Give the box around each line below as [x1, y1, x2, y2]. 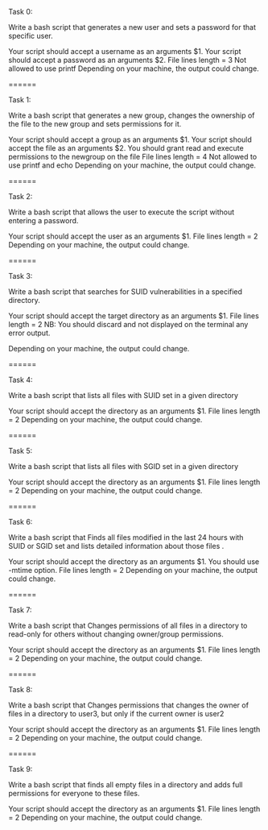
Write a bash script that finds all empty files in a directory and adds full [8, 780, 243, 789]
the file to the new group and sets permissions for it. [8, 119, 182, 128]
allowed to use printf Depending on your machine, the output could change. [8, 64, 259, 73]
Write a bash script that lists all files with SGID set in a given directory [8, 462, 239, 471]
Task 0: [8, 7, 33, 16]
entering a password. [8, 216, 79, 225]
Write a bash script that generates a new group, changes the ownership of [8, 110, 255, 120]
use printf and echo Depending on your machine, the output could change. [8, 160, 256, 170]
